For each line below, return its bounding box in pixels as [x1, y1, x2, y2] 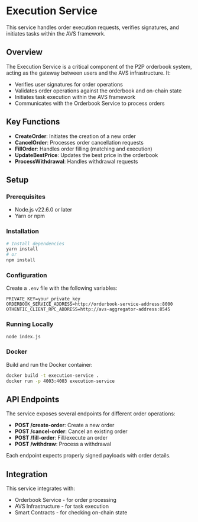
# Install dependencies [6, 241, 65, 246]
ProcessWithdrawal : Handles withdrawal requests [14, 158, 138, 165]
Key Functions [6, 117, 60, 127]
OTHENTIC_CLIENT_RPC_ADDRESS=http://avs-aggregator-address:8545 [6, 306, 170, 312]
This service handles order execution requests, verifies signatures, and [6, 24, 179, 31]
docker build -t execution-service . [6, 372, 99, 379]
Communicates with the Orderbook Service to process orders [14, 100, 165, 107]
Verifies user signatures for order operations [14, 81, 123, 88]
